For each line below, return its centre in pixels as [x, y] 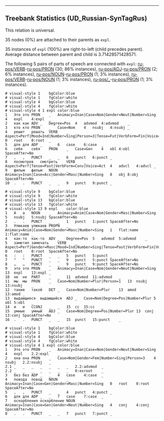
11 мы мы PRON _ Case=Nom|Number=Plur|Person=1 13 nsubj [76, 281]
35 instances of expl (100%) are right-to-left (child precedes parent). [74, 49]
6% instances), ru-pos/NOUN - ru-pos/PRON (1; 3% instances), [68, 74]
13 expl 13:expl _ [28, 273]
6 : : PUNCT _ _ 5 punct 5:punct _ [59, 256]
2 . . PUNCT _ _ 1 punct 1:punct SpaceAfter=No [72, 221]
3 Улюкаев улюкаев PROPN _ [37, 226]
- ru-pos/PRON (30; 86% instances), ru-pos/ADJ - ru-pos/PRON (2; [91, 69]
